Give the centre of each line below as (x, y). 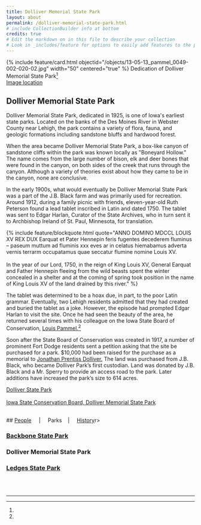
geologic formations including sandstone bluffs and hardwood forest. (91, 135)
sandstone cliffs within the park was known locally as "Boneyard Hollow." (96, 153)
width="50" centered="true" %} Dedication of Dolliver (117, 68)
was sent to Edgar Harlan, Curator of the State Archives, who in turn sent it (98, 215)
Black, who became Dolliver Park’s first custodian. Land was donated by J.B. (100, 365)
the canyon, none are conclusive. (47, 178)
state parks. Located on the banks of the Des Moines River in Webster (92, 122)
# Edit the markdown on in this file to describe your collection (91, 40)
